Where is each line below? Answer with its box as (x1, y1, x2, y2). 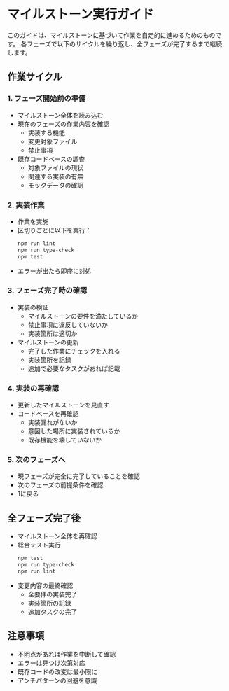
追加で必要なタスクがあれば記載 (27, 364, 120, 372)
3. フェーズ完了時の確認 (7, 286, 88, 295)
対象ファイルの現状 (27, 163, 84, 172)
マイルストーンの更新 (17, 337, 79, 347)
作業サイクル (7, 71, 62, 83)
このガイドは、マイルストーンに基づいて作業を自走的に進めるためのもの (7, 31, 216, 39)
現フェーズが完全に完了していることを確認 (17, 472, 140, 480)
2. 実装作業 (7, 200, 45, 210)
